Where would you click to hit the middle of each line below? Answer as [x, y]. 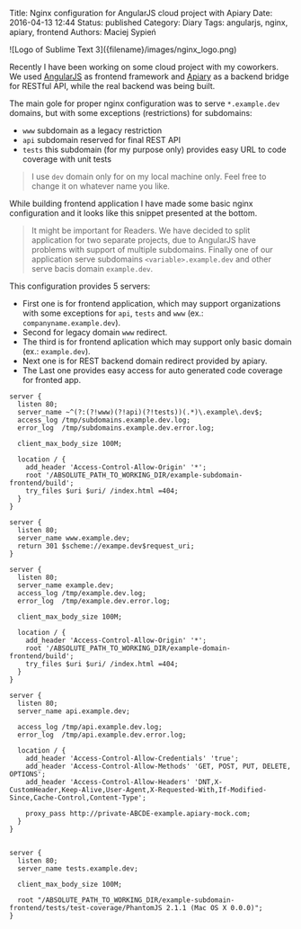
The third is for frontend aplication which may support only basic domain [157, 342]
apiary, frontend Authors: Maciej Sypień [83, 32]
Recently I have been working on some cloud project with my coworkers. [144, 67]
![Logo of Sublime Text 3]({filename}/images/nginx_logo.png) [123, 49]
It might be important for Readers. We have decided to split [141, 230]
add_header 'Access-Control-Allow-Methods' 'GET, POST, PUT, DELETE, [159, 766]
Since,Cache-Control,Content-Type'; [78, 798]
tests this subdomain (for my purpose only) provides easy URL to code [154, 149]
